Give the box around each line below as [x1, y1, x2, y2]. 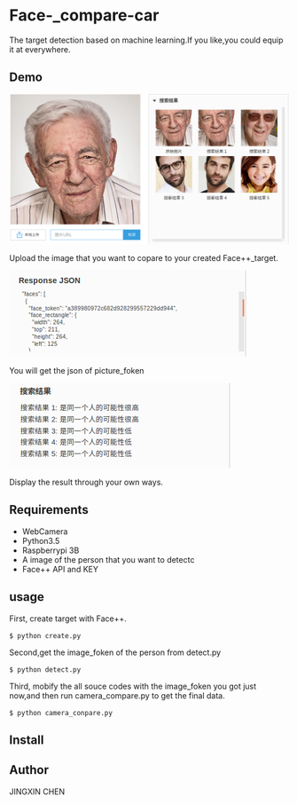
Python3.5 [21, 535, 60, 546]
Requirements [9, 502, 89, 517]
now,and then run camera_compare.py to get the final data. [9, 690, 226, 701]
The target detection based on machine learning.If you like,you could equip [9, 35, 284, 45]
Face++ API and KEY [21, 564, 99, 574]
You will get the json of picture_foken [9, 365, 145, 375]
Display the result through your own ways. [9, 477, 164, 487]
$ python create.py [9, 631, 82, 640]
